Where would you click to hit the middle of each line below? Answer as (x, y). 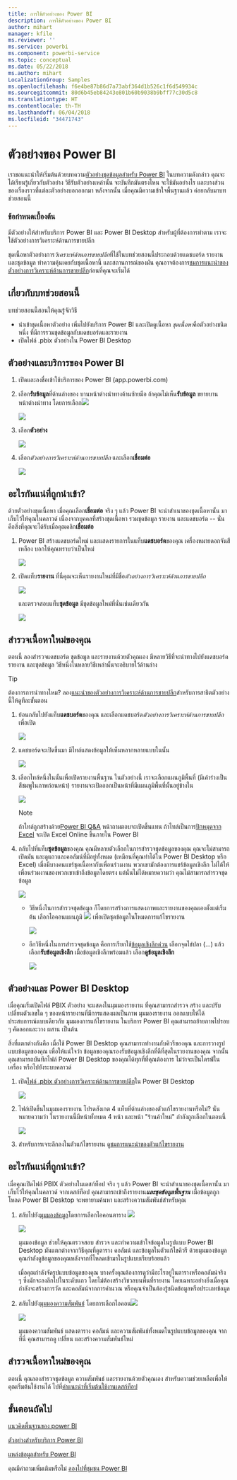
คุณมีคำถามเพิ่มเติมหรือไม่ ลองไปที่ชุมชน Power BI (68, 1469)
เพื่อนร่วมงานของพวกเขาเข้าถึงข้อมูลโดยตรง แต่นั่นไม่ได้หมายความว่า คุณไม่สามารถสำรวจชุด (123, 873)
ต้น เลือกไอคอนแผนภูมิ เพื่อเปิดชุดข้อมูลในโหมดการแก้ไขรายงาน (107, 917)
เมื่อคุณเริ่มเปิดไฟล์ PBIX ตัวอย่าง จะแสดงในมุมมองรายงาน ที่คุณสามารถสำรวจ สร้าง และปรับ (115, 1005)
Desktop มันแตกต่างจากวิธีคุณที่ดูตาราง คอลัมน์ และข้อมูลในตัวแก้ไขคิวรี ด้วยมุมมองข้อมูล (123, 1250)
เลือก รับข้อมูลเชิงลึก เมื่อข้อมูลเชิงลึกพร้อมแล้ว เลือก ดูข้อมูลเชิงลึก (102, 952)
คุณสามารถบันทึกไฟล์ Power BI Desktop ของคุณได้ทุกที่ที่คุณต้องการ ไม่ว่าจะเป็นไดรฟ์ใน (114, 1059)
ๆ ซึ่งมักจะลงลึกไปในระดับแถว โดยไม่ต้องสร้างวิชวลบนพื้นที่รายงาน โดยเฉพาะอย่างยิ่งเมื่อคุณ (123, 1280)
